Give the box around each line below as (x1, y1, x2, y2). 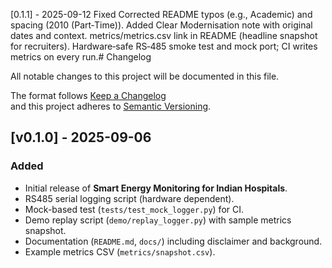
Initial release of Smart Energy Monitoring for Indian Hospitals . (24, 182, 288, 194)
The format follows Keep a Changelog (10, 90, 167, 101)
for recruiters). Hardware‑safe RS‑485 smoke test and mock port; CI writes (10, 40, 318, 52)
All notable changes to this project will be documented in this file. (10, 70, 280, 82)
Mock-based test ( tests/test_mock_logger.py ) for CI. (24, 203, 244, 215)
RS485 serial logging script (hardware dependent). (24, 192, 235, 204)
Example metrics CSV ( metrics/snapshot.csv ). (24, 245, 216, 258)
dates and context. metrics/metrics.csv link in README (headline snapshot (10, 30, 318, 41)
